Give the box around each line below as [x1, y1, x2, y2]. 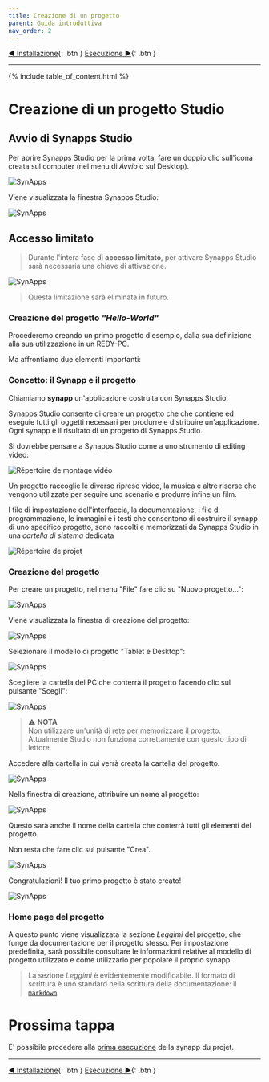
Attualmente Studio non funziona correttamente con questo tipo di [27, 734, 247, 744]
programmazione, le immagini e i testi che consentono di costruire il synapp [8, 513, 259, 523]
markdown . [27, 988, 60, 998]
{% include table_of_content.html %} [8, 71, 130, 81]
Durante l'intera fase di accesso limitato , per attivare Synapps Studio [27, 253, 257, 262]
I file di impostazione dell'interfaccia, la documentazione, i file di [8, 505, 220, 515]
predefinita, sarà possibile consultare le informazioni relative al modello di [8, 946, 251, 956]
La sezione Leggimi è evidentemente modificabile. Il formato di [27, 970, 235, 980]
